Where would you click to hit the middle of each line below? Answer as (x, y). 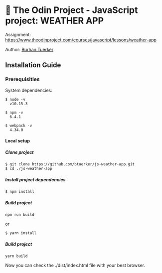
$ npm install (20, 192)
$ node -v (15, 99)
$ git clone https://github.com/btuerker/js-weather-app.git (70, 164)
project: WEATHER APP (54, 21)
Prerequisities (22, 79)
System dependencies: (29, 90)
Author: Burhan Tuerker (29, 49)
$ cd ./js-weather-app (29, 169)
